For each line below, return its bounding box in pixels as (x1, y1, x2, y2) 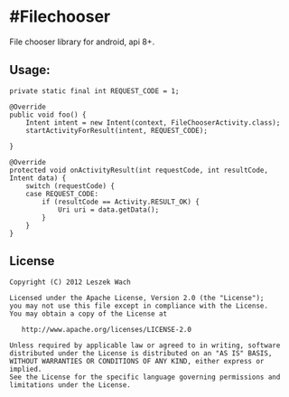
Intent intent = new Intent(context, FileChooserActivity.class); (25, 118, 281, 128)
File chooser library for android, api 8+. (9, 36, 155, 47)
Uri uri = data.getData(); (57, 205, 160, 214)
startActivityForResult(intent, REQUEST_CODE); (25, 126, 208, 135)
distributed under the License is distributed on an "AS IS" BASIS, (9, 348, 273, 358)
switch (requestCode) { (25, 181, 116, 191)
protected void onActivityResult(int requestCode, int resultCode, (9, 165, 269, 175)
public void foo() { (9, 110, 88, 119)
